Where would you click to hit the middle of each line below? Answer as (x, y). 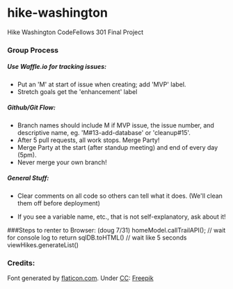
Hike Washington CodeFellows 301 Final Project (75, 32)
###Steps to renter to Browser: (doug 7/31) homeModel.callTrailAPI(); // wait (116, 230)
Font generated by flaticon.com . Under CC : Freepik (81, 278)
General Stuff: (28, 178)
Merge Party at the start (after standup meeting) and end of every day (118, 147)
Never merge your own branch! (62, 162)
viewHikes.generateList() (43, 244)
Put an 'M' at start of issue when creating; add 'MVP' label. (102, 84)
